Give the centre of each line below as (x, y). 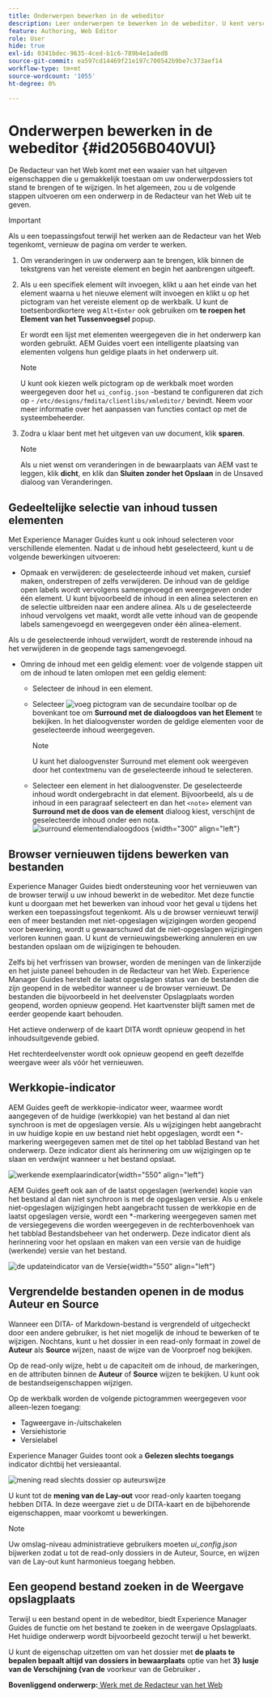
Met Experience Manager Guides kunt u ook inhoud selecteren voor (121, 540)
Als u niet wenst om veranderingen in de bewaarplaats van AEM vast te (139, 465)
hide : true (27, 46)
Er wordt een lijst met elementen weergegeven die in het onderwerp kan (140, 335)
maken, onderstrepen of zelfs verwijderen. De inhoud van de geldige (134, 581)
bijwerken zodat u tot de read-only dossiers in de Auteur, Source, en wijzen (134, 1552)
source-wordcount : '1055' (52, 76)
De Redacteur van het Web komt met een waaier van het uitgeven (118, 170)
